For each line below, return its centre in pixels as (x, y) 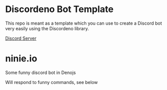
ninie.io (21, 59)
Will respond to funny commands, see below (51, 82)
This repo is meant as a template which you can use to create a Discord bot (84, 23)
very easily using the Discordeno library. (47, 28)
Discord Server (21, 38)
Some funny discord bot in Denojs (41, 72)
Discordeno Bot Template (59, 9)
